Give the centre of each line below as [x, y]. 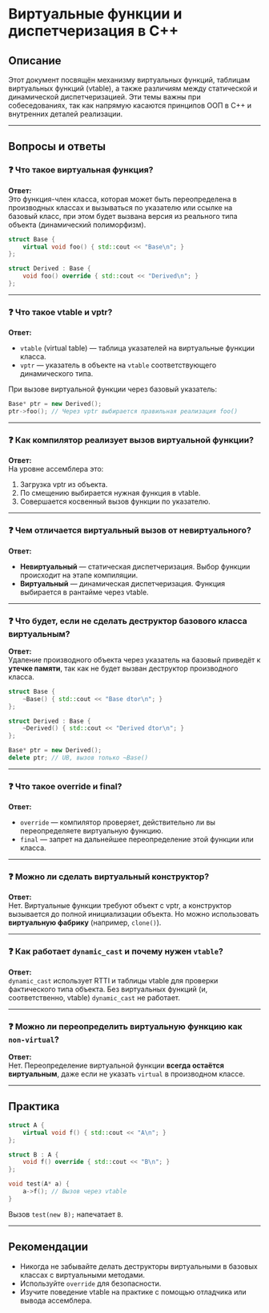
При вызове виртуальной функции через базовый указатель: [113, 389]
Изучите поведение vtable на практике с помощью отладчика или [133, 1291]
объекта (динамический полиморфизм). [77, 225]
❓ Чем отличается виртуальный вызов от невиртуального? [130, 530]
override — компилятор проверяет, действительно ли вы [118, 822]
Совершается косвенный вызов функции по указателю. [115, 501]
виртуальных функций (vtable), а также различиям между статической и [133, 88]
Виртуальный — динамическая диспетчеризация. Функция [122, 583]
